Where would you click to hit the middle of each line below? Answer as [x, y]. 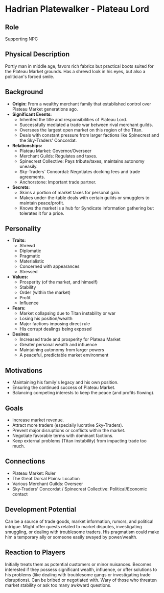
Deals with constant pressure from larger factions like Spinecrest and [89, 135]
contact [20, 494]
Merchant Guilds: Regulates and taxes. [58, 156]
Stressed [28, 272]
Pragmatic [30, 256]
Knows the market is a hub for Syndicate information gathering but [87, 208]
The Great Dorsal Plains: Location [46, 478]
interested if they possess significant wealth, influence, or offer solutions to [81, 569]
